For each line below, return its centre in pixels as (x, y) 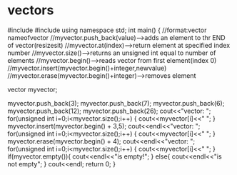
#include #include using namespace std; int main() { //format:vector (107, 30)
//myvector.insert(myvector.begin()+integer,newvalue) (87, 68)
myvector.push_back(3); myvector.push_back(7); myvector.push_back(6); (116, 103)
